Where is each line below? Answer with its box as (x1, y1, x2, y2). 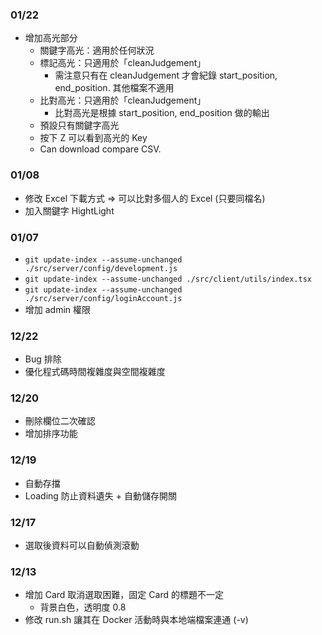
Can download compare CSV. (39, 143, 162, 155)
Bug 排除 (24, 353, 62, 365)
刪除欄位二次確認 (24, 415, 96, 427)
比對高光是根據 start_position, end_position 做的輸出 (54, 107, 270, 119)
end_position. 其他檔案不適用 (54, 82, 175, 94)
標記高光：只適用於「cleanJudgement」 (39, 57, 207, 69)
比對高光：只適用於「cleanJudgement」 (39, 94, 207, 107)
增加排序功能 (24, 428, 78, 440)
